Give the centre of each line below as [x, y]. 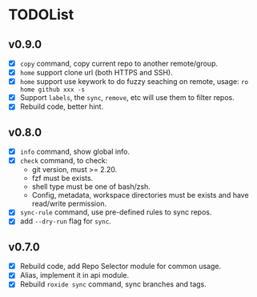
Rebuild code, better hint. [62, 106]
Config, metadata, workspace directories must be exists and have [141, 195]
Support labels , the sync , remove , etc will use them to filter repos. [127, 98]
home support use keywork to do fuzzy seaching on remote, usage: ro [134, 82]
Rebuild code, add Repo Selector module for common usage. [120, 267]
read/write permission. [69, 204]
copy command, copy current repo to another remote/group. [119, 63]
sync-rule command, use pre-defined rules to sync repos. [116, 212]
